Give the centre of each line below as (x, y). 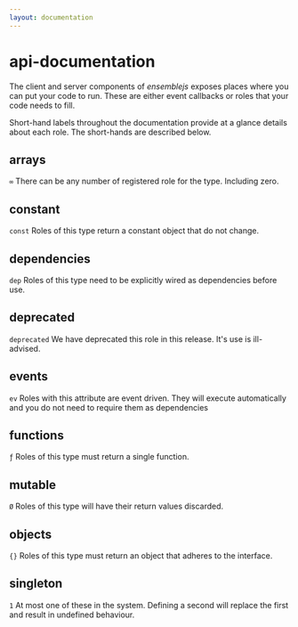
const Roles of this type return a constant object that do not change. (134, 231)
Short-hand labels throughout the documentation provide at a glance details (148, 122)
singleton (36, 584)
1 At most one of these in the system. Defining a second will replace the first (149, 605)
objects (30, 534)
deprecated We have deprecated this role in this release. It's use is (130, 338)
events (29, 376)
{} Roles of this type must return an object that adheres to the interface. (141, 556)
